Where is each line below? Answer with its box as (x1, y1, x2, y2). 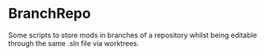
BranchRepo (8, 5, 91, 23)
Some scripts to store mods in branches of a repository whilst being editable (8, 30, 257, 40)
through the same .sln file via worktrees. (8, 38, 140, 47)
